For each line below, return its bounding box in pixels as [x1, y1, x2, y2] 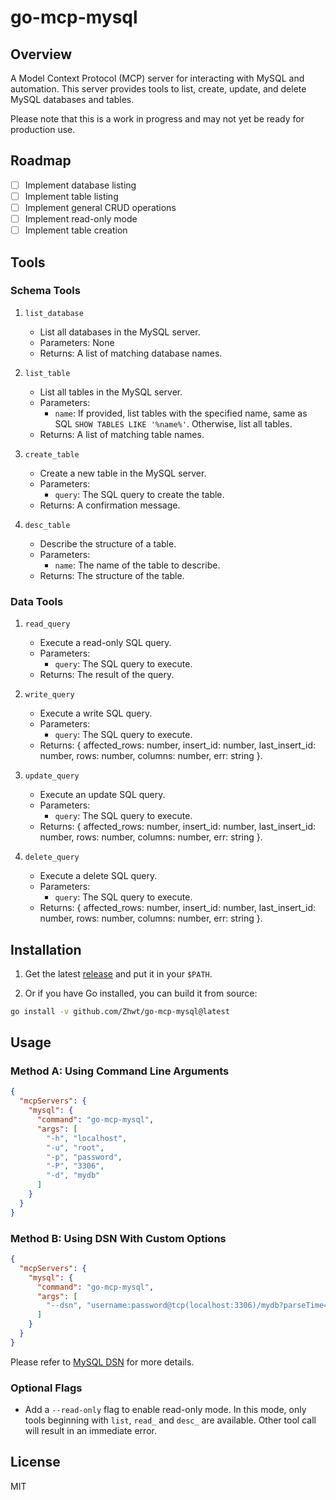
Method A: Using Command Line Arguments [10, 1064, 230, 1078]
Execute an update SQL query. [39, 789, 166, 801]
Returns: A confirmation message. [39, 499, 181, 511]
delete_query [24, 852, 80, 863]
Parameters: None [39, 336, 115, 348]
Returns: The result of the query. [39, 669, 175, 681]
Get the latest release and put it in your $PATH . [24, 967, 213, 980]
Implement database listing [24, 179, 137, 191]
